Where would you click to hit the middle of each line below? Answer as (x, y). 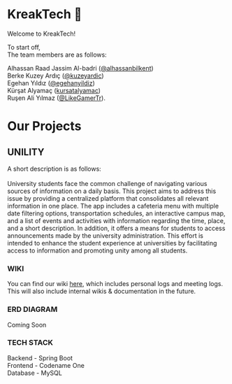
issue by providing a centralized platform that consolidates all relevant (108, 198)
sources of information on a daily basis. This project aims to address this (112, 191)
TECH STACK (30, 343)
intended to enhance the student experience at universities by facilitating (112, 243)
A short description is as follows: (54, 169)
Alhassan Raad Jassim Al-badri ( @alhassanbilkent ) (80, 68)
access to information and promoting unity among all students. (97, 250)
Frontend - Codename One (46, 365)
